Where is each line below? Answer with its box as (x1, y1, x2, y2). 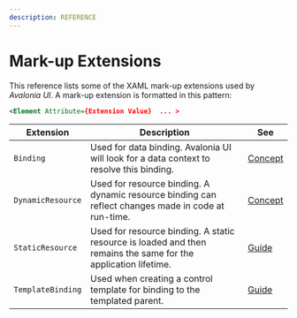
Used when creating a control (89, 273, 214, 285)
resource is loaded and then (89, 236, 207, 248)
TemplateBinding (13, 284, 82, 295)
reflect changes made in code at (89, 200, 225, 212)
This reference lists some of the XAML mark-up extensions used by (9, 80, 255, 91)
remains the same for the (89, 247, 194, 260)
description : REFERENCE (9, 12, 97, 22)
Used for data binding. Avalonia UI (89, 141, 232, 154)
